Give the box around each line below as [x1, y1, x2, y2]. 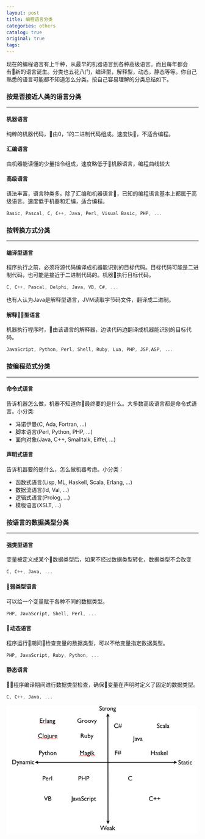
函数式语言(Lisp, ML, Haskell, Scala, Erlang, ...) [15, 478, 133, 486]
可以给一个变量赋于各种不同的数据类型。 [6, 598, 108, 605]
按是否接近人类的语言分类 [6, 92, 82, 101]
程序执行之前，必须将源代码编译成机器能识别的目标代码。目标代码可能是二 [6, 263, 193, 271]
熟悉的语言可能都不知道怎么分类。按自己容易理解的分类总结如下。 [6, 76, 172, 82]
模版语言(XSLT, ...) [15, 501, 62, 508]
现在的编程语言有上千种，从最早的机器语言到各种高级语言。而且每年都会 [6, 60, 188, 67]
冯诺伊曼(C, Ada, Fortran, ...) [15, 420, 87, 428]
